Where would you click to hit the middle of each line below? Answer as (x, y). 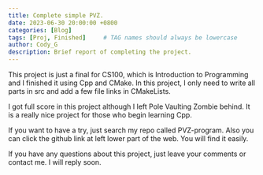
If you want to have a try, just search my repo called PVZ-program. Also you (131, 130)
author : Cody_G (33, 45)
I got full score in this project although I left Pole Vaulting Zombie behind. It (129, 106)
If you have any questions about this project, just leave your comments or (127, 154)
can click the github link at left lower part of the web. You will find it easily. (128, 138)
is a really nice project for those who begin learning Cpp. (100, 115)
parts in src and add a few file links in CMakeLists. (89, 91)
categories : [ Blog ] (40, 30)
